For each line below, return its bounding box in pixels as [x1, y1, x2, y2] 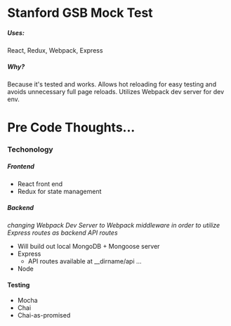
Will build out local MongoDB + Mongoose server [17, 242, 160, 251]
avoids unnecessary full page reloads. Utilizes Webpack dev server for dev [7, 88, 225, 96]
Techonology [7, 145, 54, 155]
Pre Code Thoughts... [7, 119, 136, 136]
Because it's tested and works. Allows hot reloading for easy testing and [7, 80, 216, 89]
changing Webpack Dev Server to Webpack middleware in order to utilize [7, 221, 220, 230]
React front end [17, 180, 63, 188]
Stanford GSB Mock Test [7, 5, 153, 21]
